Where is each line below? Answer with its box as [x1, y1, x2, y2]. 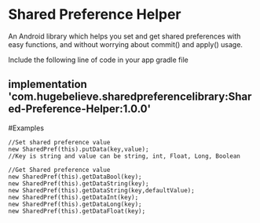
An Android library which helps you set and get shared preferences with [8, 31, 241, 41]
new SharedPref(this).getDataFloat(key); [8, 207, 146, 215]
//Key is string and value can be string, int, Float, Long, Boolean [8, 152, 241, 160]
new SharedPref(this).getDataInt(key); [8, 193, 139, 201]
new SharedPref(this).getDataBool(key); [8, 173, 143, 181]
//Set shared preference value [8, 138, 111, 146]
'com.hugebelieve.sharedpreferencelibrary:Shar [8, 90, 252, 104]
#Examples [8, 123, 45, 133]
